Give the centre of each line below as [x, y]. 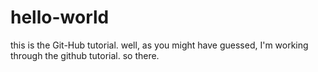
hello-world [60, 17]
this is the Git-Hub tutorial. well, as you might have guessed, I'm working [159, 45]
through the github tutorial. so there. [85, 55]
